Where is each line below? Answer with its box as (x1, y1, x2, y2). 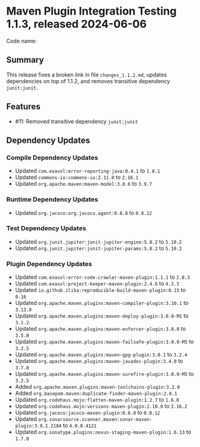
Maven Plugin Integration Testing (6, 4, 177, 18)
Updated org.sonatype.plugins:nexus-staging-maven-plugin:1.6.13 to (15, 428, 192, 435)
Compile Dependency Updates (6, 153, 98, 162)
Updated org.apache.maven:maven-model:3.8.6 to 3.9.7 (15, 180, 153, 188)
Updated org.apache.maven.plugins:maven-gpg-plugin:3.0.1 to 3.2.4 (15, 351, 188, 358)
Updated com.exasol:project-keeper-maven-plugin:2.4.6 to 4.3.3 (15, 280, 179, 287)
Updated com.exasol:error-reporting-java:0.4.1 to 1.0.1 (15, 167, 161, 174)
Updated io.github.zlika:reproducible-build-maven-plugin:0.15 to (15, 287, 186, 294)
